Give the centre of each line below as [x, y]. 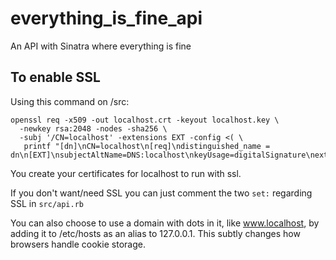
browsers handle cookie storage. [78, 244]
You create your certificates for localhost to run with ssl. [126, 173]
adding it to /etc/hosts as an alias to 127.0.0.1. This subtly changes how [155, 233]
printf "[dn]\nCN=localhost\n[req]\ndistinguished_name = [147, 146]
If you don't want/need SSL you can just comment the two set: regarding [161, 193]
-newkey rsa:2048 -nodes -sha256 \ [93, 128]
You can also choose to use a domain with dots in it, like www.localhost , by [165, 223]
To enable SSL [55, 77]
